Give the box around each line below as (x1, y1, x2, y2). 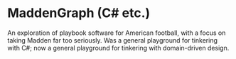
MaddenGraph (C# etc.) (7, 5, 151, 21)
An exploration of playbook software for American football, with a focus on (7, 28, 226, 37)
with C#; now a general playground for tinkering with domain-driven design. (7, 43, 230, 52)
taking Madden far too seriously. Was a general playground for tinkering (7, 36, 218, 44)
